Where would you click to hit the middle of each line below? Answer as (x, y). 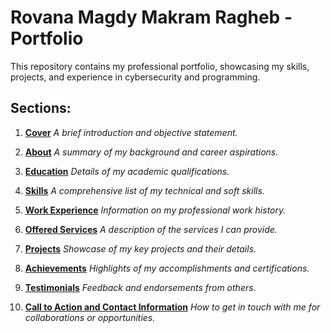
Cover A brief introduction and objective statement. (131, 132)
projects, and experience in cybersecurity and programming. (135, 77)
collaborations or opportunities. (90, 317)
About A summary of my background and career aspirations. (151, 152)
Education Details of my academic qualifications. (127, 171)
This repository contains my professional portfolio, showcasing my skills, (160, 66)
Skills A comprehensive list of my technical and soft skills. (144, 190)
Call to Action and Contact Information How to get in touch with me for (172, 307)
